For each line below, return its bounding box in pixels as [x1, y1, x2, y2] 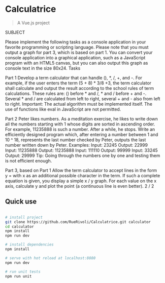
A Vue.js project [17, 20, 50, 26]
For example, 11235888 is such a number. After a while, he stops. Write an [5, 126, 155, 132]
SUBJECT [5, 29, 26, 35]
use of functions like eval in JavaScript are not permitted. [5, 106, 121, 112]
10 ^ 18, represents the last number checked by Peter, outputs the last [5, 137, 146, 143]
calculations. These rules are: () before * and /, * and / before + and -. [5, 90, 147, 96]
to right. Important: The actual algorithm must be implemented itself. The [5, 101, 153, 107]
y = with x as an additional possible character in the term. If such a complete [5, 172, 160, 178]
